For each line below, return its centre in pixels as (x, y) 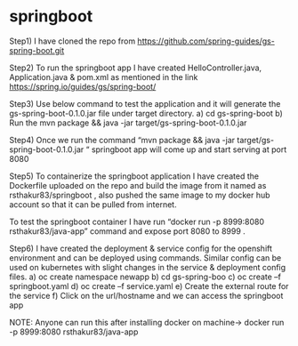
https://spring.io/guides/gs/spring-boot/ (83, 86)
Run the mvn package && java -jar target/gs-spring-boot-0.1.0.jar (128, 123)
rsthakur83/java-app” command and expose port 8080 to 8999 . (128, 231)
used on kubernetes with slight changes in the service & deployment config (148, 267)
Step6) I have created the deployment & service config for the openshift (141, 248)
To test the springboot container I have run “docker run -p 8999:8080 (137, 221)
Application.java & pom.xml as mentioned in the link (104, 76)
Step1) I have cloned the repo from (72, 41)
